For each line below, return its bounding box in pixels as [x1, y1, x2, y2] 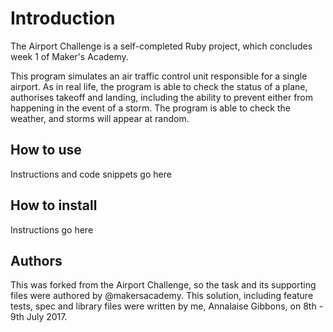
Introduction [10, 7, 116, 30]
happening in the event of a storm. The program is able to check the [10, 102, 291, 114]
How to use [10, 142, 82, 159]
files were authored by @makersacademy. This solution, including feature [10, 290, 314, 302]
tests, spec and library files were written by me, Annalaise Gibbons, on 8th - [10, 300, 324, 312]
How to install [10, 197, 98, 214]
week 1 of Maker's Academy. [10, 50, 129, 62]
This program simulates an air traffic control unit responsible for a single [10, 70, 308, 82]
